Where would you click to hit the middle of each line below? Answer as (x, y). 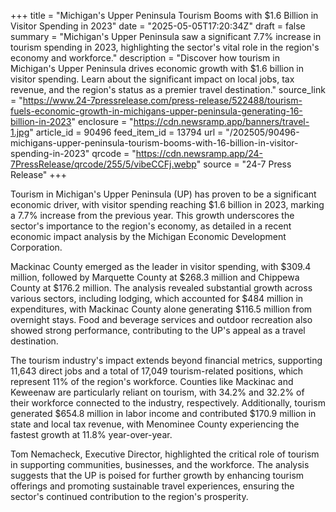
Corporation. (36, 247)
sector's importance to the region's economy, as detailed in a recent (151, 226)
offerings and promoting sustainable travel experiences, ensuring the (152, 486)
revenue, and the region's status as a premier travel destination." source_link (168, 89)
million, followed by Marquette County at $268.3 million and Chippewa (155, 277)
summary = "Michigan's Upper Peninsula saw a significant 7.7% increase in (166, 36)
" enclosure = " (102, 121)
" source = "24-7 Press (244, 164)
